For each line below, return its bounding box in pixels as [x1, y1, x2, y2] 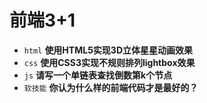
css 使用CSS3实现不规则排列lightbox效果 [23, 56, 196, 68]
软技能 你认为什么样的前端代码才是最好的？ [23, 81, 199, 93]
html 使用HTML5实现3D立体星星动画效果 [23, 44, 193, 56]
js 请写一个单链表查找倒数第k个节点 [23, 69, 173, 81]
